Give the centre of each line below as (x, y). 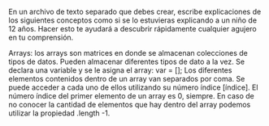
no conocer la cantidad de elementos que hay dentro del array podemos (130, 105)
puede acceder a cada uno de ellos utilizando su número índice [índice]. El (133, 87)
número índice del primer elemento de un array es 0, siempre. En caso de (131, 96)
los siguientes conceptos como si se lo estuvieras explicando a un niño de (133, 20)
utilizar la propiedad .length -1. (59, 113)
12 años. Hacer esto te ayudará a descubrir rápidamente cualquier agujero (133, 29)
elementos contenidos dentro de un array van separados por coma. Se (127, 79)
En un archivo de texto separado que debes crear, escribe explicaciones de (135, 12)
